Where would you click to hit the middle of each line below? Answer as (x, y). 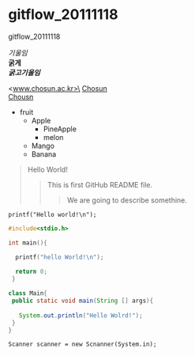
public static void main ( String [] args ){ (82, 301)
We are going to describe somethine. (127, 200)
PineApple (60, 129)
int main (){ (28, 243)
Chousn (21, 97)
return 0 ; (31, 272)
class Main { (28, 294)
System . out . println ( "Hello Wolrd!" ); (81, 315)
